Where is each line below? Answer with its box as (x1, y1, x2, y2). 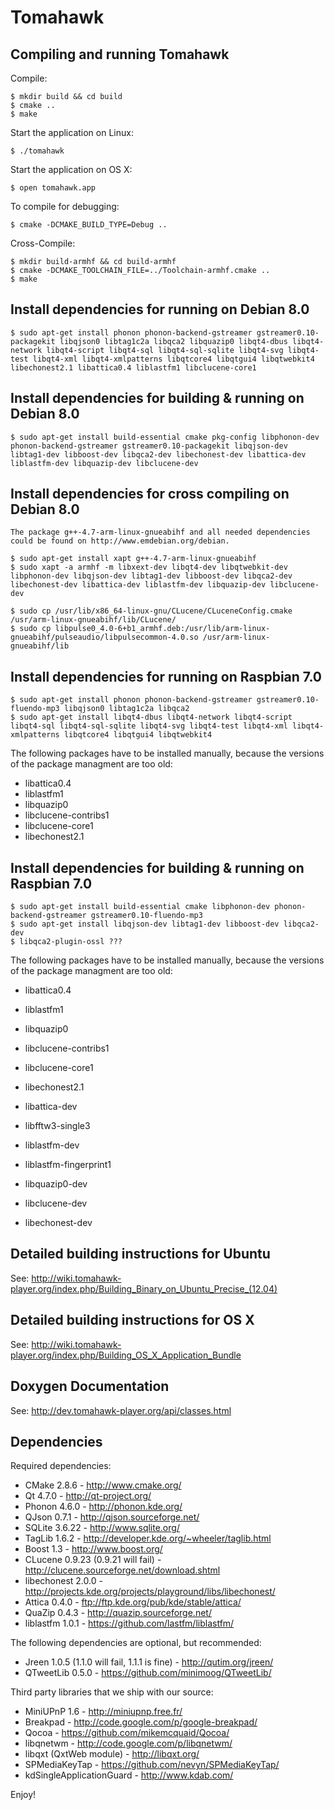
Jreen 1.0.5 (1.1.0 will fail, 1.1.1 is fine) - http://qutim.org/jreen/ (24, 1656, 274, 1668)
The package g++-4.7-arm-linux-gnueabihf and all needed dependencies (10, 527, 311, 538)
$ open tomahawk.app (10, 183, 97, 193)
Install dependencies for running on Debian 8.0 (10, 301, 310, 318)
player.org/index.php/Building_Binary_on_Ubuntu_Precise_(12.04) (10, 1282, 278, 1295)
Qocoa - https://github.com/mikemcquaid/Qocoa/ (24, 1727, 230, 1739)
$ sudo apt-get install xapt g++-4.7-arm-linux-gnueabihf (10, 554, 257, 564)
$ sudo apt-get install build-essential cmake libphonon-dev (10, 902, 271, 912)
